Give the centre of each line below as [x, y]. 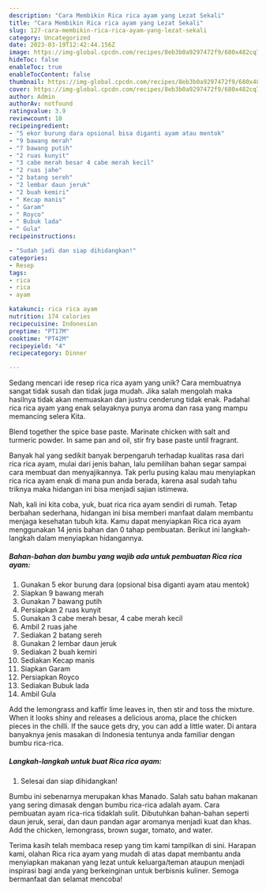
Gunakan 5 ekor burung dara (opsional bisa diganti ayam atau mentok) [135, 585]
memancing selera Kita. [47, 416]
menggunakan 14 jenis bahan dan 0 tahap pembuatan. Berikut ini [114, 530]
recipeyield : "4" [37, 346]
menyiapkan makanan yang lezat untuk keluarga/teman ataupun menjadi [127, 862]
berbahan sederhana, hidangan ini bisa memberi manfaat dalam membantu [131, 513]
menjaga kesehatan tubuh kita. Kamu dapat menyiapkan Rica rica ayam [125, 521]
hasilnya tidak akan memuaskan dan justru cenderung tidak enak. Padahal [129, 400]
